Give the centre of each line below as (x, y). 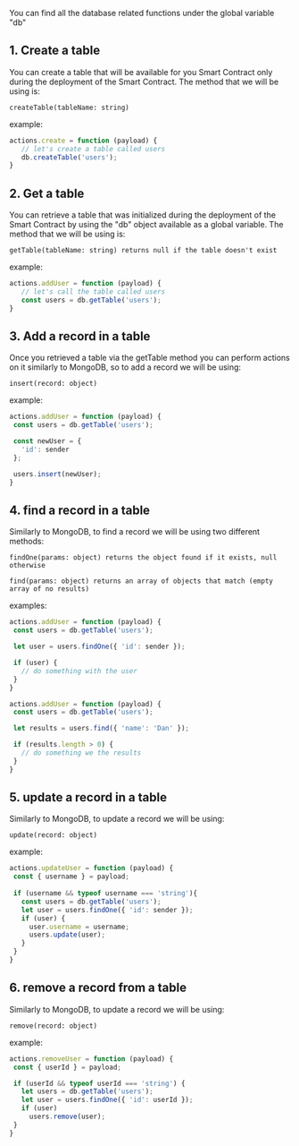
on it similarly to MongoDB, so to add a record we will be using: (125, 367)
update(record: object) (54, 835)
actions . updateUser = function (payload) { (91, 868)
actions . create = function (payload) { (83, 141)
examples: (28, 606)
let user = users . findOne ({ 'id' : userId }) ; (107, 1100)
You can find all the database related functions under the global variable (142, 13)
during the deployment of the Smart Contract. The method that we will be (144, 81)
